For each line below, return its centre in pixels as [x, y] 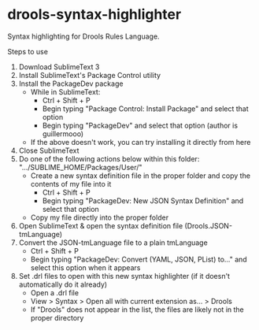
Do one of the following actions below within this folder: [109, 158]
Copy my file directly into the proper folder [100, 217]
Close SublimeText [49, 150]
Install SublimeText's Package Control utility [90, 75]
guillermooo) [63, 133]
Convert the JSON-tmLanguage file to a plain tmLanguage [113, 243]
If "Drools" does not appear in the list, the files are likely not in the [137, 310]
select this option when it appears [85, 267]
